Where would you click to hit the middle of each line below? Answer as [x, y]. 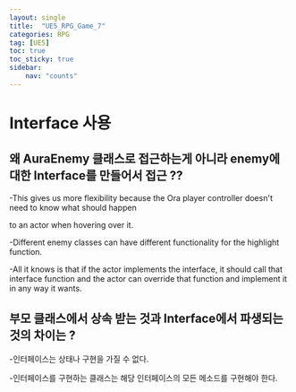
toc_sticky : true [42, 59]
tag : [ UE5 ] [30, 43]
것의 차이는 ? [42, 336]
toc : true [28, 51]
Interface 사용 [60, 123]
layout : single [38, 17]
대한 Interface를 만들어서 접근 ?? [96, 176]
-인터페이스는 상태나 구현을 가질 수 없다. [79, 359]
